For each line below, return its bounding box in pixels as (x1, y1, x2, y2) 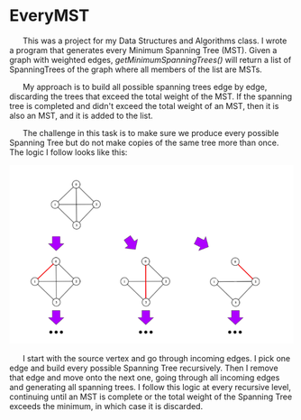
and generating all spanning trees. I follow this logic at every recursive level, (9, 381, 291, 392)
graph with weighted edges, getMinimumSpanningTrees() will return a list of (9, 54, 292, 65)
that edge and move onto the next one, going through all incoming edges (9, 371, 280, 383)
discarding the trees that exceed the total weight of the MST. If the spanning (9, 91, 293, 102)
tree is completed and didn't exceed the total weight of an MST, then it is (9, 100, 279, 111)
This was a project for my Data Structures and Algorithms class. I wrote (22, 35, 287, 46)
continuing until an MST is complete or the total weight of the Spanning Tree (9, 391, 293, 402)
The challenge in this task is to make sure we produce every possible (22, 127, 279, 138)
